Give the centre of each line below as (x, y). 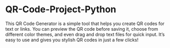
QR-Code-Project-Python (61, 9)
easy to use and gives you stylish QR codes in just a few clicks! (72, 40)
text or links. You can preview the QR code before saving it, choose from (82, 29)
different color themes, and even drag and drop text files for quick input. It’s (85, 34)
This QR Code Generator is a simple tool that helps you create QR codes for (85, 23)
